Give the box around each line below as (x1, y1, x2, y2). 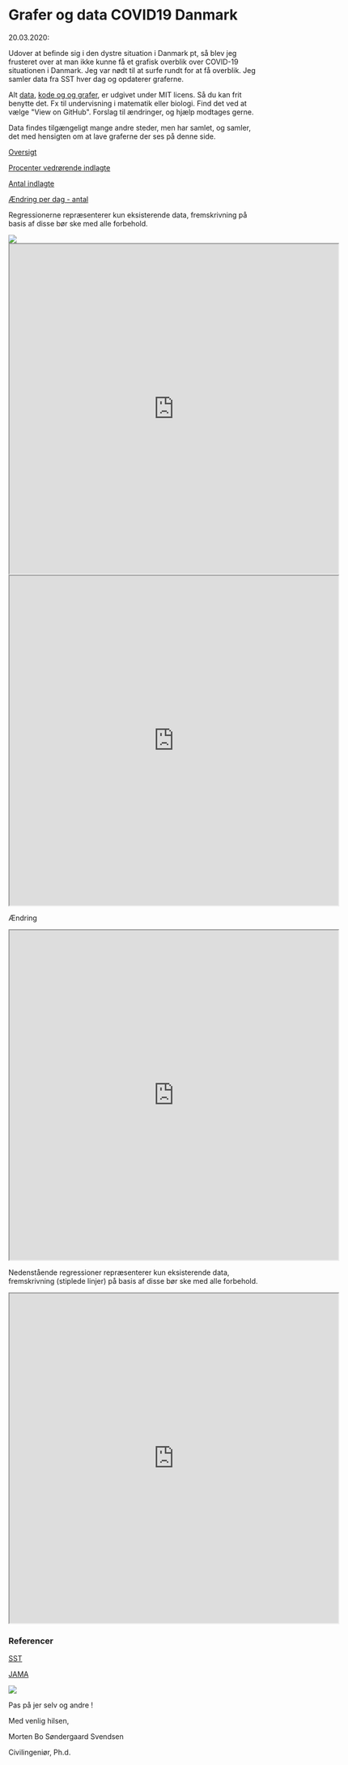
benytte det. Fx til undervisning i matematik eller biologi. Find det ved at (8, 98, 247, 108)
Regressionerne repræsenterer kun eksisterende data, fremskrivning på (8, 209, 248, 220)
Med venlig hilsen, (8, 1716, 70, 1726)
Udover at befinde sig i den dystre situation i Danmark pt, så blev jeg (8, 48, 237, 58)
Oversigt (8, 147, 37, 157)
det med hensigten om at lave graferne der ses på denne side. (8, 131, 216, 141)
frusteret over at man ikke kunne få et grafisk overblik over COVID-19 (8, 57, 239, 67)
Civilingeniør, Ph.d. (8, 1747, 71, 1758)
